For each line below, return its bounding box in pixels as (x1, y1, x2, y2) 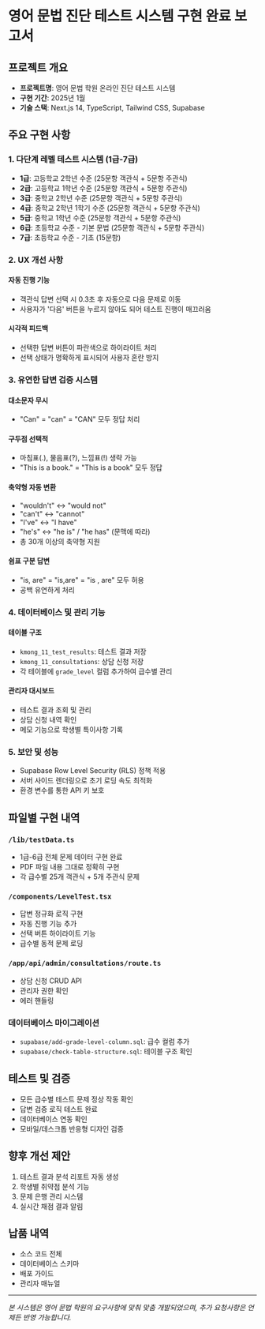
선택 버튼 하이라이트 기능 (19, 929, 96, 938)
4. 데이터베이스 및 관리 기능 (8, 606, 106, 618)
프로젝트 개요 (8, 61, 69, 74)
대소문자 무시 (8, 396, 49, 405)
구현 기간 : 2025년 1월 (19, 93, 86, 103)
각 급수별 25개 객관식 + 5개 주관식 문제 (19, 872, 140, 881)
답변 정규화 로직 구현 (19, 909, 84, 918)
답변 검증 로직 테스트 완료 (19, 1104, 99, 1113)
